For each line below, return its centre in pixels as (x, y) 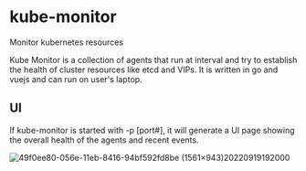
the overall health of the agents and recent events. (104, 140)
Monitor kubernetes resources (67, 42)
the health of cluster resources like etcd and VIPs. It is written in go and (144, 69)
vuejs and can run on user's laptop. (76, 79)
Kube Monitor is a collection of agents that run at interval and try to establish (153, 59)
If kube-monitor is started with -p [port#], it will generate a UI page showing (152, 130)
